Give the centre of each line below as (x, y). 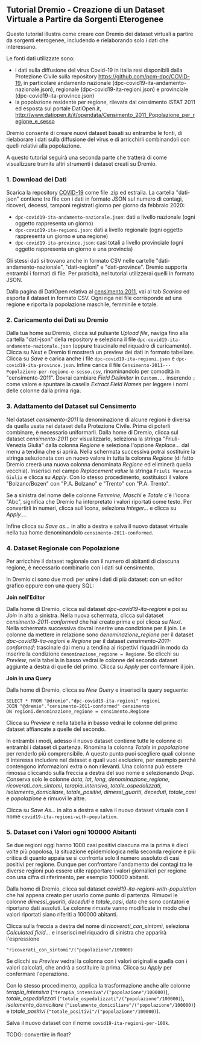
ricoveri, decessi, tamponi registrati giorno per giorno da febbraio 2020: (96, 205)
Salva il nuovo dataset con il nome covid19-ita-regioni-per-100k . (88, 1023)
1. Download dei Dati (37, 179)
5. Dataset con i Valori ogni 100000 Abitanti (71, 832)
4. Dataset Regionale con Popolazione (63, 548)
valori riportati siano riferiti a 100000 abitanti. (62, 915)
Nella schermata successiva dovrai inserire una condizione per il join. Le (96, 628)
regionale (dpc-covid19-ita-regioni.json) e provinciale (122, 89)
